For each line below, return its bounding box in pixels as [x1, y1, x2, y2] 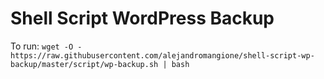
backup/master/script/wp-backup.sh [10, 59, 159, 69]
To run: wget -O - [10, 40, 83, 52]
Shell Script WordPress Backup [10, 7, 275, 30]
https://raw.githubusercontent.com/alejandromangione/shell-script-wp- [10, 50, 315, 61]
